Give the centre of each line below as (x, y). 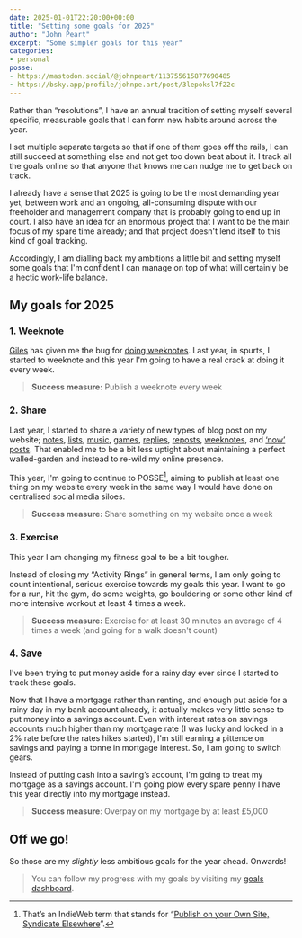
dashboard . (53, 888)
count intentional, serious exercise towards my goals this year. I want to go (147, 584)
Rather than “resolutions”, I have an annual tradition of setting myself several (151, 110)
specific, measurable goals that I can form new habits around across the (143, 120)
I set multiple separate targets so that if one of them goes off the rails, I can (149, 147)
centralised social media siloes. (67, 496)
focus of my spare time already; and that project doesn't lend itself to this (145, 231)
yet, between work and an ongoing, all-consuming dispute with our (133, 202)
